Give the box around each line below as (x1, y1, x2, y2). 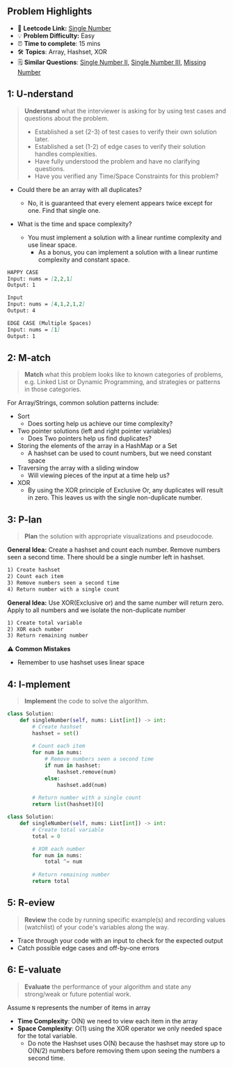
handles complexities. (34, 150, 97, 158)
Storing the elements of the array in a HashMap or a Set (17, 442, 177, 450)
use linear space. (27, 240, 77, 249)
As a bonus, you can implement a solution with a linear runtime (38, 248, 218, 256)
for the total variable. (17, 1031, 78, 1039)
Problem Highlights (7, 6, 93, 17)
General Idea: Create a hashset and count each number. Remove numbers (7, 545, 220, 554)
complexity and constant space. (38, 255, 130, 264)
